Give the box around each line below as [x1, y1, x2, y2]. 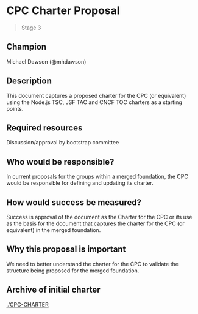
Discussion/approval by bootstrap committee [6, 139, 119, 146]
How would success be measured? [6, 197, 142, 207]
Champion [6, 42, 47, 52]
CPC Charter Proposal [6, 4, 120, 18]
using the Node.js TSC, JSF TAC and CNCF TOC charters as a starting [6, 99, 183, 106]
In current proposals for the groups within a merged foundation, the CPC [6, 173, 189, 181]
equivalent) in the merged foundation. [6, 226, 101, 233]
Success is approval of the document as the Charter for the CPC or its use [6, 214, 193, 220]
